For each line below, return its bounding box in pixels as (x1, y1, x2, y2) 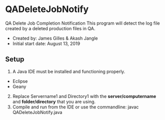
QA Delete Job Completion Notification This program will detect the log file (5, 20, 160, 26)
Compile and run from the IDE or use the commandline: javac (12, 104, 139, 110)
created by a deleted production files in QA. (5, 25, 96, 31)
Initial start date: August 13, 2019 (12, 40, 80, 46)
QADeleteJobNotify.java (12, 109, 63, 115)
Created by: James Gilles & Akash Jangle (12, 35, 98, 41)
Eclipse (12, 78, 28, 84)
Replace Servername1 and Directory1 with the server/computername (12, 93, 156, 99)
